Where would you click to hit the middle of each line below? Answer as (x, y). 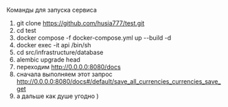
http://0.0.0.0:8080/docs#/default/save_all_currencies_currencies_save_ (118, 81)
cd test (26, 31)
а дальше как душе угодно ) (57, 96)
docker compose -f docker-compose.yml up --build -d (94, 38)
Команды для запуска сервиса (52, 10)
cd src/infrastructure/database (60, 52)
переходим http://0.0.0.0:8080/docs (68, 67)
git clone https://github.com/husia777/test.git (80, 23)
